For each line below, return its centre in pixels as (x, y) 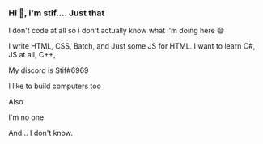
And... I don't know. (40, 133)
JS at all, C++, (32, 55)
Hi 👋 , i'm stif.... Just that (57, 13)
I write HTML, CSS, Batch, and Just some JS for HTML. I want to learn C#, (132, 46)
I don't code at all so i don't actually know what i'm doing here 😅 (117, 31)
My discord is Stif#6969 (49, 70)
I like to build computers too (55, 86)
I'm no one (26, 117)
